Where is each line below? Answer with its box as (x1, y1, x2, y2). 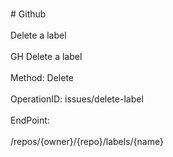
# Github (10, 8, 47, 20)
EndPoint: (10, 114, 50, 126)
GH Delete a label (10, 51, 83, 62)
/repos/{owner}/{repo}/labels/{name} (10, 136, 164, 147)
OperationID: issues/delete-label (10, 93, 144, 105)
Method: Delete (10, 72, 75, 83)
